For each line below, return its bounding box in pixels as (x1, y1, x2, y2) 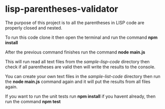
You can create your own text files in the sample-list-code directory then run (5, 73, 161, 79)
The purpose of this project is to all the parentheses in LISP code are (5, 20, 144, 26)
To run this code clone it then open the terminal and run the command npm (5, 34, 158, 40)
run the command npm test (5, 98, 61, 104)
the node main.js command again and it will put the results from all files (5, 79, 151, 84)
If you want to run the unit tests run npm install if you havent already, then (5, 93, 156, 99)
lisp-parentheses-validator (5, 3, 118, 15)
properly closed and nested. (5, 25, 63, 30)
